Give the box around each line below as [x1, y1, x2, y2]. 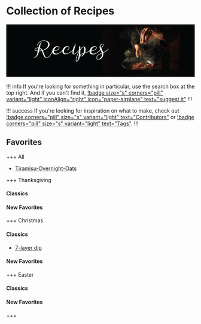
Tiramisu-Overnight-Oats [14, 165, 77, 172]
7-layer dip [14, 244, 42, 251]
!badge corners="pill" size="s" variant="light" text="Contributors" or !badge [6, 113, 194, 120]
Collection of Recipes [6, 4, 115, 18]
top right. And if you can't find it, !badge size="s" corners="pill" [6, 89, 163, 96]
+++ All [6, 153, 25, 160]
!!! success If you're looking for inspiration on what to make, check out [6, 107, 179, 114]
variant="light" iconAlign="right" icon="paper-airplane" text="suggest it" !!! [6, 95, 193, 102]
